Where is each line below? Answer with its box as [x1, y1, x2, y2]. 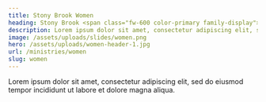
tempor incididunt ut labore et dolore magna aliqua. [8, 85, 176, 94]
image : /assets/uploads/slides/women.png [8, 33, 147, 42]
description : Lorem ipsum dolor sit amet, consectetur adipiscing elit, [8, 26, 253, 34]
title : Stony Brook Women [8, 11, 93, 20]
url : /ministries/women [8, 48, 87, 56]
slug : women [8, 56, 47, 64]
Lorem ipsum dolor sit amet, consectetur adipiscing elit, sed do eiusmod [8, 76, 244, 86]
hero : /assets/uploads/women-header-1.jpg [8, 41, 150, 49]
